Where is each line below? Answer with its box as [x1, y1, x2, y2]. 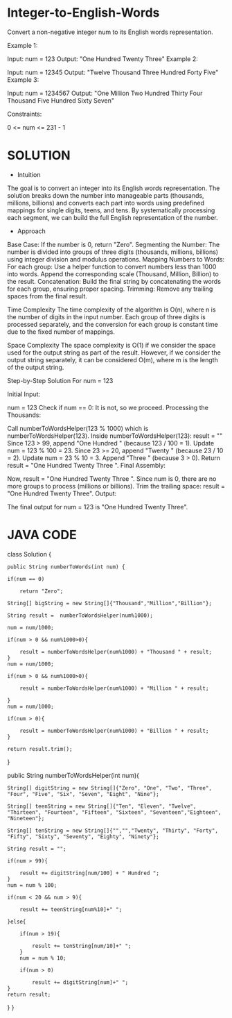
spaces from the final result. [7, 291, 88, 300]
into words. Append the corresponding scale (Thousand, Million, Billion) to [7, 269, 220, 278]
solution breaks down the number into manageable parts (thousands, [7, 191, 204, 199]
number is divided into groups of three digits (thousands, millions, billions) [7, 248, 219, 256]
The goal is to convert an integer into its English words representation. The [7, 184, 220, 192]
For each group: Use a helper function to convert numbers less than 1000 [7, 262, 217, 271]
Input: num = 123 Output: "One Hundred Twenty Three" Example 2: [7, 54, 199, 63]
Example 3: [7, 75, 39, 84]
